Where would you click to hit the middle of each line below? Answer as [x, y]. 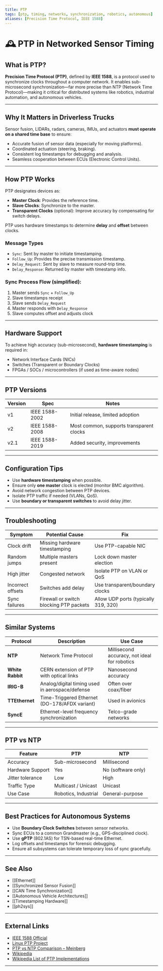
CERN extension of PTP [67, 670]
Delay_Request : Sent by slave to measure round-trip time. [69, 264]
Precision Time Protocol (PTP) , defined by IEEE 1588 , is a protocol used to [80, 77]
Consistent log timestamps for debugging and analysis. [67, 154]
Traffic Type [21, 786]
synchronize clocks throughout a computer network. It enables [68, 82]
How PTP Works [30, 179]
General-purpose [123, 794]
